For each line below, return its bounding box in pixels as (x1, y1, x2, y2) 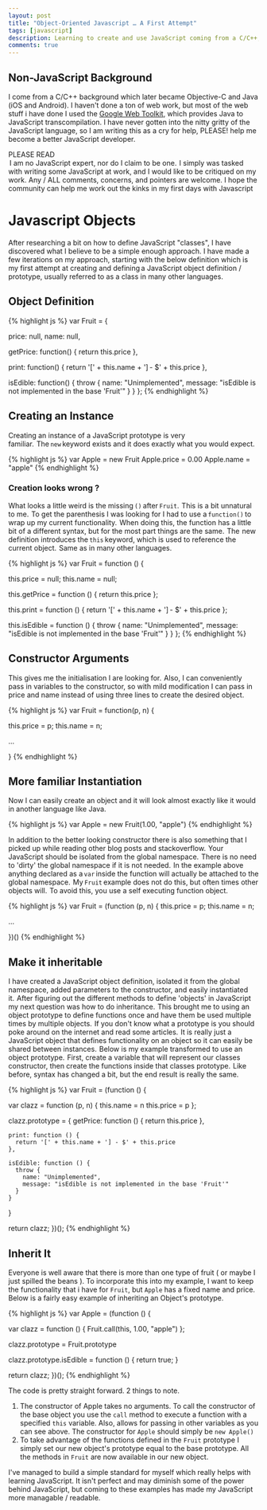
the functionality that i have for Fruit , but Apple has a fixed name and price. (8, 1284, 256, 1295)
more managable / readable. (8, 1493, 101, 1503)
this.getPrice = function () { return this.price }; (8, 589, 159, 598)
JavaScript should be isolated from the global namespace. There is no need (8, 852, 257, 861)
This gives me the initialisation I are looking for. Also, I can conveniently (8, 673, 242, 682)
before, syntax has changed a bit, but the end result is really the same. (8, 1069, 239, 1080)
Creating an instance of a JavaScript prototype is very (8, 430, 185, 440)
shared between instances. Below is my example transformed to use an (8, 1045, 243, 1054)
